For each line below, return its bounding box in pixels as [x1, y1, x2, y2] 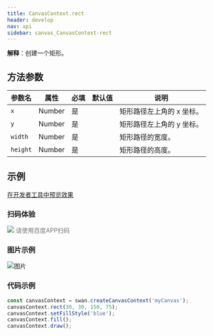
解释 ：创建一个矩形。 [7, 49, 67, 57]
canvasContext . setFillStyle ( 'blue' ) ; [7, 310, 115, 317]
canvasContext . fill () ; [7, 316, 72, 324]
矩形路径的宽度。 [119, 132, 175, 142]
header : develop [7, 17, 54, 23]
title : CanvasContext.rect [7, 10, 85, 17]
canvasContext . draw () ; [7, 323, 72, 330]
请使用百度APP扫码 [15, 227, 70, 235]
